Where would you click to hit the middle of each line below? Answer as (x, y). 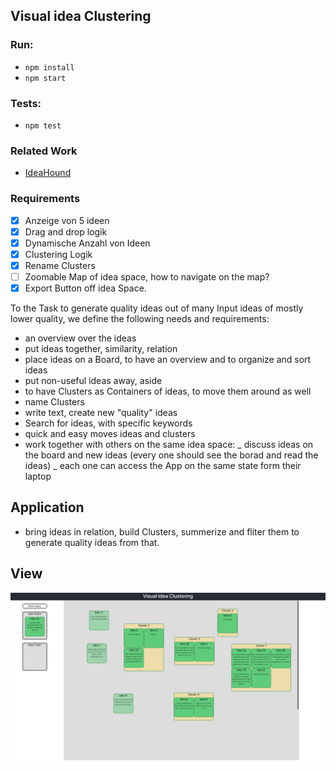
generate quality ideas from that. (92, 542)
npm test (43, 125)
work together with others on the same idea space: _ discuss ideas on (169, 445)
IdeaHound (48, 173)
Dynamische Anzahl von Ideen (87, 243)
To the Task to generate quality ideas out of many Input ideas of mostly (157, 308)
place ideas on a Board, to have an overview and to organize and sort (168, 360)
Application (47, 507)
